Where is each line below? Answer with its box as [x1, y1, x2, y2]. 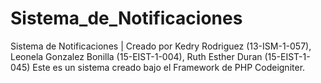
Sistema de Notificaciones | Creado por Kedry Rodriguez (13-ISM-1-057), [10, 40, 312, 52]
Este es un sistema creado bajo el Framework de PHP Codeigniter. [32, 61, 306, 73]
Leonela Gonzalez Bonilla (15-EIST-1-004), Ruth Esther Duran [10, 50, 263, 62]
